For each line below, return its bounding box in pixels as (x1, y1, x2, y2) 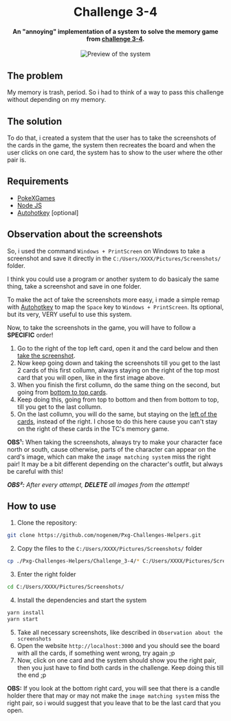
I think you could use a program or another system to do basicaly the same (7, 275, 219, 283)
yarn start (7, 616, 38, 623)
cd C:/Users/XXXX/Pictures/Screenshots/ (7, 583, 125, 591)
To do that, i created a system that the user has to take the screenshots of (7, 134, 217, 142)
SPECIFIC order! (7, 331, 54, 339)
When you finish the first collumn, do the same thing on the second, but (16, 380, 221, 389)
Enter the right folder (16, 570, 76, 578)
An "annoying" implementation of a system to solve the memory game (12, 27, 219, 35)
